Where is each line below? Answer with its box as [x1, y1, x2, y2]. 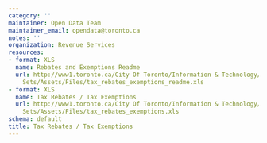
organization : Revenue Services [8, 41, 115, 49]
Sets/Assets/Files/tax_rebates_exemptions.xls [22, 108, 180, 116]
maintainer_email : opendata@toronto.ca [8, 26, 141, 34]
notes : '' [8, 33, 41, 42]
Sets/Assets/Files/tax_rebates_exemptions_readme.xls [22, 78, 204, 86]
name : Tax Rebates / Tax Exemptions [15, 93, 137, 101]
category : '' [8, 11, 52, 20]
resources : [8, 48, 44, 56]
